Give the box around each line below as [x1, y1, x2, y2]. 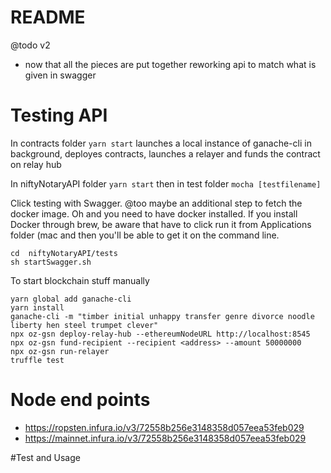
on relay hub [10, 158, 62, 170]
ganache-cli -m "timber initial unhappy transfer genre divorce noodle [10, 311, 315, 321]
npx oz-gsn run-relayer [10, 346, 110, 356]
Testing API [10, 104, 108, 127]
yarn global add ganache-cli [10, 294, 132, 304]
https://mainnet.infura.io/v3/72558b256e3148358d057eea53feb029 [24, 432, 307, 444]
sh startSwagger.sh [10, 257, 92, 267]
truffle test [10, 355, 65, 365]
